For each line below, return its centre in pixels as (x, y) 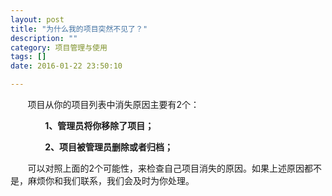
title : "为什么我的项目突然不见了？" (79, 29)
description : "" (44, 38)
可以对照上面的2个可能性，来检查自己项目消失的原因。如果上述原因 (166, 168)
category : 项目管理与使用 (59, 47)
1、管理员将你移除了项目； (99, 125)
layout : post (37, 19)
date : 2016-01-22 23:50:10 (66, 66)
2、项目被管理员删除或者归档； (108, 147)
